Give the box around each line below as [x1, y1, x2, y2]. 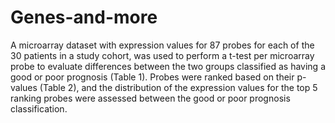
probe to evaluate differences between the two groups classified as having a [10, 60, 326, 72]
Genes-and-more [10, 6, 158, 29]
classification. [10, 102, 68, 115]
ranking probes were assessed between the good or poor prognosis [10, 92, 291, 104]
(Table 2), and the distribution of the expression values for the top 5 [39, 81, 318, 93]
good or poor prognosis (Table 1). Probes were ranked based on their [10, 71, 295, 83]
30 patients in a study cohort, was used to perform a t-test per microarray [10, 49, 315, 61]
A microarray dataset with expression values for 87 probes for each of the [10, 39, 315, 51]
